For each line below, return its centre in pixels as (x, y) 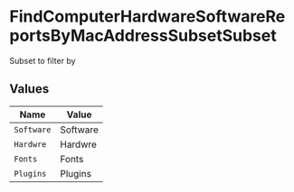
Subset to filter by (43, 60)
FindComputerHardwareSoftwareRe (147, 17)
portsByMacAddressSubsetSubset (143, 36)
